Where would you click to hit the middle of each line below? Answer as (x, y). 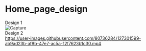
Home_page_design (47, 9)
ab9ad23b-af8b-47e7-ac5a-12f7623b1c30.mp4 (53, 43)
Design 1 (14, 23)
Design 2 (14, 33)
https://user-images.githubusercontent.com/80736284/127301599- (73, 38)
